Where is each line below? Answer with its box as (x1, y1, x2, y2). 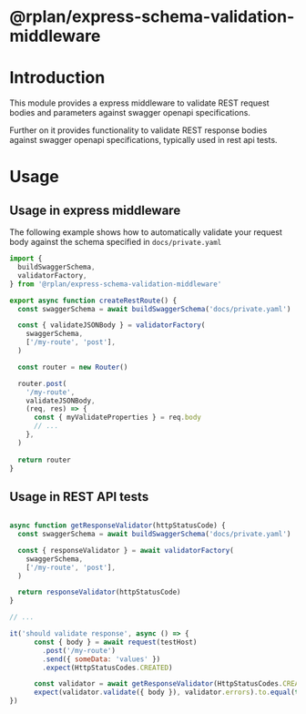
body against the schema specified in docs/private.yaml (9, 237, 222, 248)
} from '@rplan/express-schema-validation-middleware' (9, 280, 222, 289)
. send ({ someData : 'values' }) (42, 654, 161, 664)
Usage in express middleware (9, 202, 181, 218)
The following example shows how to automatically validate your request (9, 227, 282, 238)
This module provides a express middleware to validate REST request (9, 97, 270, 108)
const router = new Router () (17, 362, 128, 372)
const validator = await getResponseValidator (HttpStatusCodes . (33, 679, 283, 688)
